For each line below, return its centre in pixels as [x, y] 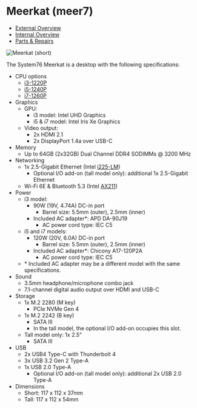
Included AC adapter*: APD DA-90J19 [80, 218]
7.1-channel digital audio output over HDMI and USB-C [92, 289]
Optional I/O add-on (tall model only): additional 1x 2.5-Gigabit [111, 173]
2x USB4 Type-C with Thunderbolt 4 [70, 354]
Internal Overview [37, 34]
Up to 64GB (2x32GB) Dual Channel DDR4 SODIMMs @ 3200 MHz [108, 154]
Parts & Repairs [34, 41]
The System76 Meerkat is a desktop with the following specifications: [93, 64]
